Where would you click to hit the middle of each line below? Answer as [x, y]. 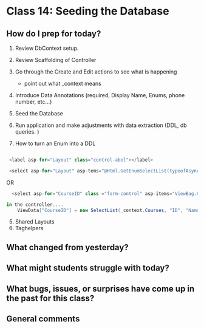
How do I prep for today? [54, 34]
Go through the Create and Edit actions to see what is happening [96, 72]
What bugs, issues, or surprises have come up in [100, 289]
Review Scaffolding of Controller [56, 60]
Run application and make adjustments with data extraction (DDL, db [101, 125]
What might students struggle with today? [88, 268]
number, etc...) [33, 102]
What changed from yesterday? [67, 247]
